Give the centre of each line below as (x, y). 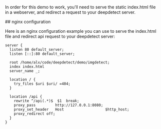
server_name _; (25, 71)
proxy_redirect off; (35, 114)
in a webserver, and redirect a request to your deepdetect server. (70, 12)
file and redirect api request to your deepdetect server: (60, 36)
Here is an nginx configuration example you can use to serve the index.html (81, 31)
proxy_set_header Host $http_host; (72, 109)
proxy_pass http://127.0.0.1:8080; (59, 105)
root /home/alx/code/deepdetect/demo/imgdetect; (60, 63)
